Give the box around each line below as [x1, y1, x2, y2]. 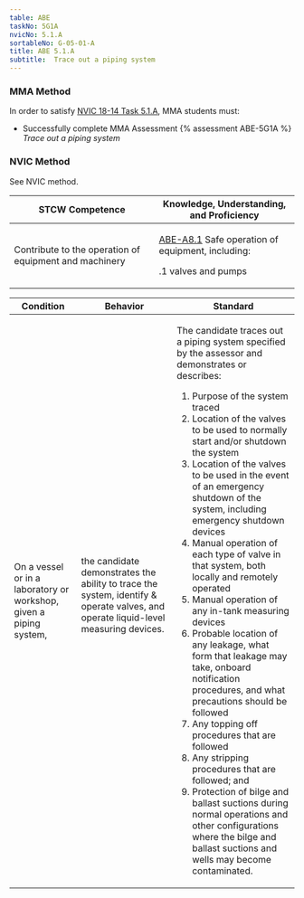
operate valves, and [81, 600, 166, 612]
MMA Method [9, 85, 71, 98]
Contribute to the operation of [14, 243, 140, 256]
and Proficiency [189, 209, 260, 222]
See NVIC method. [9, 175, 79, 186]
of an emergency [191, 480, 265, 493]
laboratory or [14, 582, 70, 595]
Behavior [104, 299, 145, 312]
